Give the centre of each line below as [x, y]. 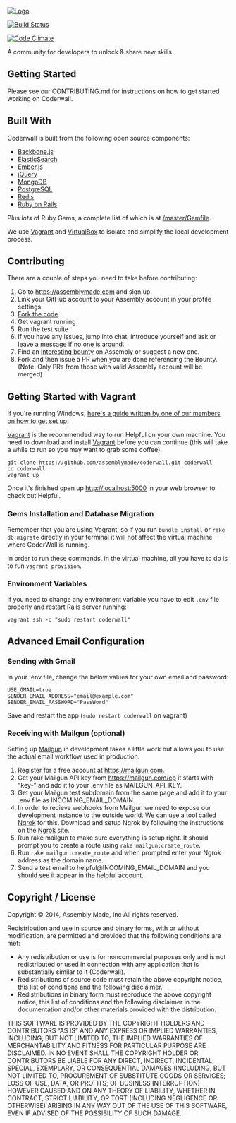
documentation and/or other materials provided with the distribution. [117, 1009]
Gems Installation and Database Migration [81, 514]
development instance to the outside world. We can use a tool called [117, 815]
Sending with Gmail [41, 662]
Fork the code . [39, 314]
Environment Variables [47, 584]
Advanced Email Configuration [76, 642]
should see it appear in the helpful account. [81, 875]
